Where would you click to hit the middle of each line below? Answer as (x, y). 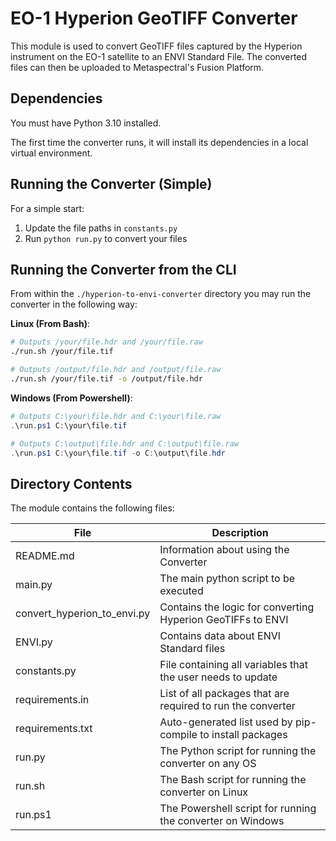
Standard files (192, 649)
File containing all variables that (233, 665)
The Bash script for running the (233, 780)
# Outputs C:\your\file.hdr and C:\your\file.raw (116, 416)
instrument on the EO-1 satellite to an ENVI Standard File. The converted (159, 56)
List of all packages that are (224, 694)
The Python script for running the (238, 751)
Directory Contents (71, 483)
